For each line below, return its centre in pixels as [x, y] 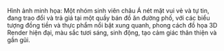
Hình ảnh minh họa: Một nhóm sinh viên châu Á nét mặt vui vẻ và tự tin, [108, 11]
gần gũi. [19, 40]
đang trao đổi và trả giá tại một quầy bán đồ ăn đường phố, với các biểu [109, 18]
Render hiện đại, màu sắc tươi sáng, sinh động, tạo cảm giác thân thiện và [112, 32]
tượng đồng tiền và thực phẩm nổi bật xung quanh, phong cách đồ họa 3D [112, 25]
